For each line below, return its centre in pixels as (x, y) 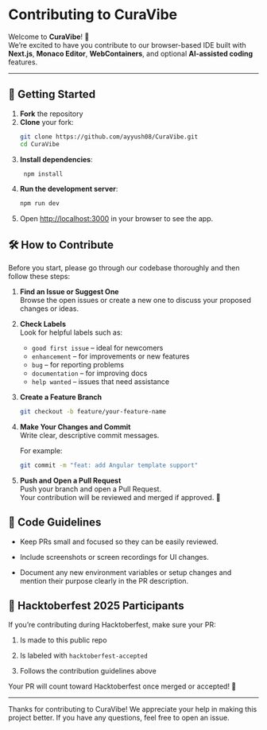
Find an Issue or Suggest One (69, 292)
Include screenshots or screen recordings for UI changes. (114, 557)
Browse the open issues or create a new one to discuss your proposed (135, 301)
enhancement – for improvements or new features (110, 356)
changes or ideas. (49, 309)
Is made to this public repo (63, 640)
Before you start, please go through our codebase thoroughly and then (124, 268)
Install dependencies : (56, 159)
